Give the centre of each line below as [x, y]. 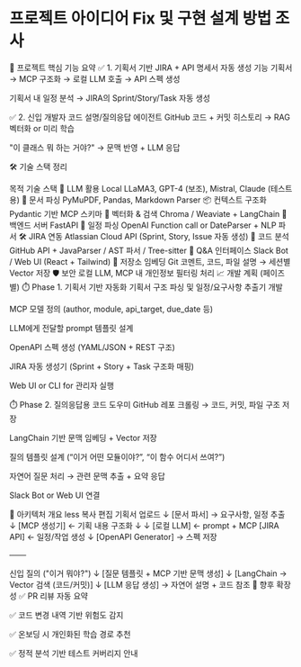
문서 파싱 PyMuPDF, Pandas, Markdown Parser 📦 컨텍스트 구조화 [148, 200]
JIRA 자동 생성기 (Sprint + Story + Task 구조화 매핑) [102, 366]
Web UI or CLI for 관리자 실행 [62, 385]
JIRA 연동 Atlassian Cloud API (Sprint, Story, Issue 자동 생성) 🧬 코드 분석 [159, 236]
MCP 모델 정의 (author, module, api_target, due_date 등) [111, 309]
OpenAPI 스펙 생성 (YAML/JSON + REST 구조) [92, 347]
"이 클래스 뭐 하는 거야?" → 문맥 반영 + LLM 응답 [95, 147]
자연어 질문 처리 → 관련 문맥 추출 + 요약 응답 [88, 476]
